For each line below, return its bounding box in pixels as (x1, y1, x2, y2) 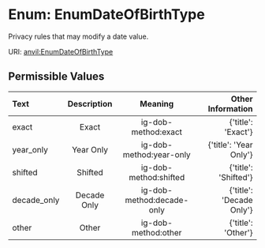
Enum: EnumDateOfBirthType (8, 6, 205, 24)
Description (67, 98, 113, 109)
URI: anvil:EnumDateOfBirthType (8, 47, 114, 56)
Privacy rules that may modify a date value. (8, 32, 149, 41)
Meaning (140, 98, 174, 109)
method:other (131, 227, 182, 238)
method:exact (131, 126, 183, 137)
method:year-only (122, 148, 191, 160)
